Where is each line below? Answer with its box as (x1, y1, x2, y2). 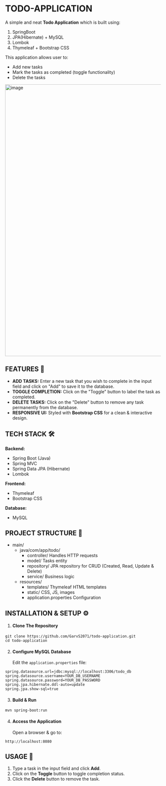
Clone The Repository (12, 623, 58, 629)
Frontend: (5, 480, 26, 486)
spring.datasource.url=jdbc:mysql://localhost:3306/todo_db (5, 669, 132, 674)
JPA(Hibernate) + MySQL (12, 34, 64, 40)
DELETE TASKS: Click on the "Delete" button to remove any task (12, 399, 144, 405)
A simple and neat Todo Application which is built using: (5, 19, 121, 25)
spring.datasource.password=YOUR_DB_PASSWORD (5, 678, 100, 683)
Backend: (5, 445, 25, 451)
